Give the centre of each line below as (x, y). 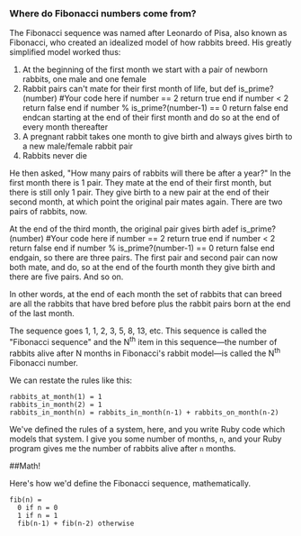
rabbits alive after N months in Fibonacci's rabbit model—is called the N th (145, 352)
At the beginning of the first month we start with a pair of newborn (145, 69)
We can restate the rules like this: (71, 380)
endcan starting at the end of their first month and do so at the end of (151, 118)
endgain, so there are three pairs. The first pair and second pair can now (144, 258)
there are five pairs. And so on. (66, 277)
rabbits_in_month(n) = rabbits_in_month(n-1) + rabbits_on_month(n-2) (144, 413)
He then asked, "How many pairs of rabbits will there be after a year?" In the (150, 173)
